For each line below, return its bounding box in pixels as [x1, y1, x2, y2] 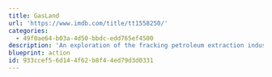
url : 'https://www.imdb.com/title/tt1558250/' [8, 19, 168, 27]
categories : [8, 26, 49, 34]
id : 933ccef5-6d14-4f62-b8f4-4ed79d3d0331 [8, 57, 154, 65]
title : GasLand [8, 11, 60, 20]
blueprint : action [8, 49, 70, 57]
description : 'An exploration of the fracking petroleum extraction [8, 42, 244, 50]
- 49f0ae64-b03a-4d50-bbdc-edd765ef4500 [15, 34, 154, 43]
